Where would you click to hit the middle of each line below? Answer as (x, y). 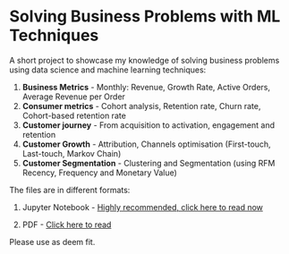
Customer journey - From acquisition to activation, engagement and (149, 125)
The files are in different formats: (70, 190)
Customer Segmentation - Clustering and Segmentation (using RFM (149, 163)
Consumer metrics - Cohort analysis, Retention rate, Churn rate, (141, 106)
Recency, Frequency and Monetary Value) (99, 173)
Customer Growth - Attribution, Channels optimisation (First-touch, (146, 144)
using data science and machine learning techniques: (108, 70)
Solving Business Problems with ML (145, 17)
